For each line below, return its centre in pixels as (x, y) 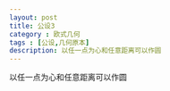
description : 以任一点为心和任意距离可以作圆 (85, 51)
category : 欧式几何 (45, 34)
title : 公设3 (32, 26)
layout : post (34, 17)
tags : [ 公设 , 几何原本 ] (50, 42)
